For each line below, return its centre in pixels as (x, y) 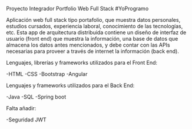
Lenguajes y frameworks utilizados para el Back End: (70, 85)
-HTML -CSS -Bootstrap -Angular (47, 74)
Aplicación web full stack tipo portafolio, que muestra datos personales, (93, 20)
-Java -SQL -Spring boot (36, 97)
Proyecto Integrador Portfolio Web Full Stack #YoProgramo (77, 9)
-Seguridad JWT (27, 120)
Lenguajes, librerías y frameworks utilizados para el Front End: (82, 62)
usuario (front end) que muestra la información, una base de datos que (92, 39)
